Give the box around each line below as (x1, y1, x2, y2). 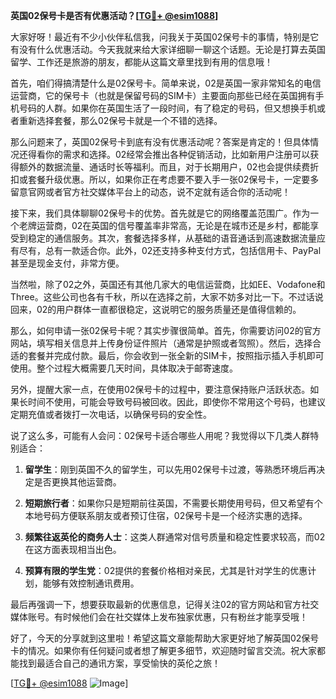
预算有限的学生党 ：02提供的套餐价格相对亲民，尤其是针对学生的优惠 (24, 565, 308, 576)
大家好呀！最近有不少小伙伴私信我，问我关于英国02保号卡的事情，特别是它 (10, 31, 320, 43)
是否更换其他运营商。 (33, 476, 122, 488)
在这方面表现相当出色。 (24, 544, 122, 555)
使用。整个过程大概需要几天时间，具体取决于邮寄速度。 (10, 362, 238, 374)
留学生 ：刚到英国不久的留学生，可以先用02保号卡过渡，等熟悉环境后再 (24, 464, 317, 475)
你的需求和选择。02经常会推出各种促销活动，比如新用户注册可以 (44, 149, 311, 160)
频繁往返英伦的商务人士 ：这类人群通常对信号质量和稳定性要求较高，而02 (24, 531, 326, 543)
